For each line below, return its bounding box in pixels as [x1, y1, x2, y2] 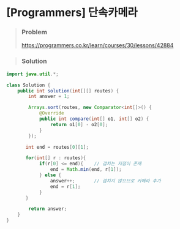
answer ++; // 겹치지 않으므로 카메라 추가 [50, 178, 161, 184]
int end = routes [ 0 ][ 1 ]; [25, 144, 89, 150]
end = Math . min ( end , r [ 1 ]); [50, 167, 122, 173]
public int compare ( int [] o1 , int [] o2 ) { [39, 116, 149, 122]
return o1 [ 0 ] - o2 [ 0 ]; [50, 121, 108, 127]
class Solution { [6, 82, 51, 88]
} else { [39, 172, 62, 178]
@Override [39, 110, 64, 116]
